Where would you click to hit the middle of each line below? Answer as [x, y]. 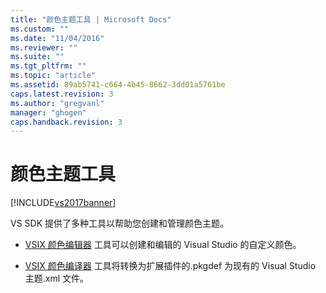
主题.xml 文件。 [57, 278]
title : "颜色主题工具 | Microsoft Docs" [91, 19]
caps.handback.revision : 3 [66, 122]
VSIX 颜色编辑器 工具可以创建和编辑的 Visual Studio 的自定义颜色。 [163, 245]
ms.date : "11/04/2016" [57, 38]
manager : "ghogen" [48, 112]
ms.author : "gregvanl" [57, 103]
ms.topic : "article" [53, 76]
